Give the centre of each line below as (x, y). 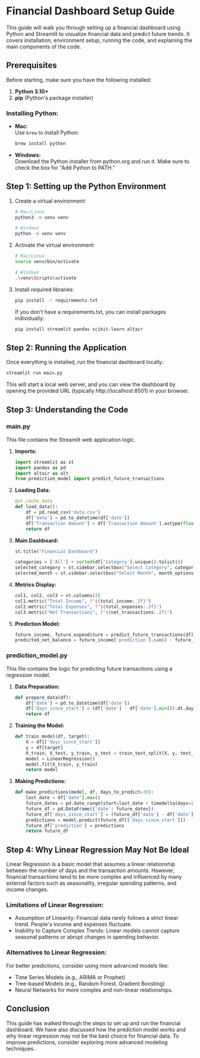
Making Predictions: (40, 781)
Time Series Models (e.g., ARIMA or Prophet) (70, 977)
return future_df (47, 831)
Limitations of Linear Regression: (55, 905)
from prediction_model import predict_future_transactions (90, 479)
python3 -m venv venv (42, 217)
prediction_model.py (37, 656)
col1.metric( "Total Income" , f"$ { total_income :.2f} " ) (83, 601)
